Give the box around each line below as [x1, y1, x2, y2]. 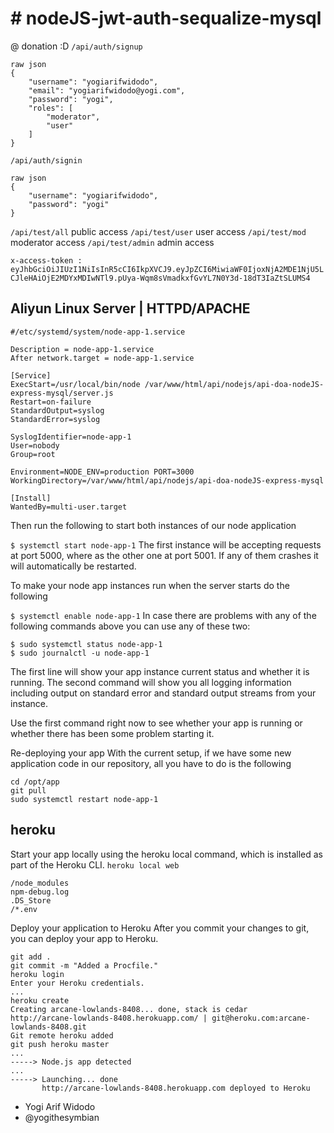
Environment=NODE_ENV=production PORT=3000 [10, 467, 195, 477]
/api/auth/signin [10, 155, 83, 166]
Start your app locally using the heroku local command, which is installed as [10, 848, 323, 860]
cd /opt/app [10, 777, 60, 787]
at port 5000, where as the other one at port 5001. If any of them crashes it [10, 549, 319, 561]
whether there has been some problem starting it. [10, 727, 215, 739]
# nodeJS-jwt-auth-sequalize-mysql [10, 7, 322, 30]
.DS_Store [10, 895, 52, 906]
